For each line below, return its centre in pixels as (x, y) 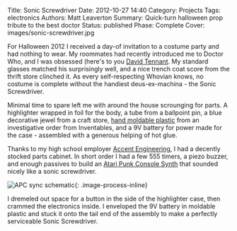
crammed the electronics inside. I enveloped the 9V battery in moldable (111, 206)
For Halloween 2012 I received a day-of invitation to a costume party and (113, 46)
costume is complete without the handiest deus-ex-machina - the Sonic (112, 84)
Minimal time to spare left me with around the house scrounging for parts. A (117, 105)
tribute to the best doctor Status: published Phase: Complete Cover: (106, 25)
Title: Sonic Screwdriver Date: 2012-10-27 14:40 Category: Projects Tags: (114, 10)
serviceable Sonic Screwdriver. (53, 221)
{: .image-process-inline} (111, 185)
